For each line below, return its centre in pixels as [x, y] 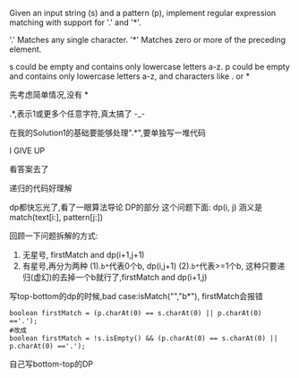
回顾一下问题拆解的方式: [54, 236]
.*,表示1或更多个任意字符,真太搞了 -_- [77, 114]
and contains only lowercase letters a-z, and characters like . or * [130, 76]
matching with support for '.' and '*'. [75, 22]
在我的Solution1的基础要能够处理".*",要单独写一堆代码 [107, 133]
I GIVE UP [27, 150]
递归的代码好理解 [41, 188]
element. [26, 49]
